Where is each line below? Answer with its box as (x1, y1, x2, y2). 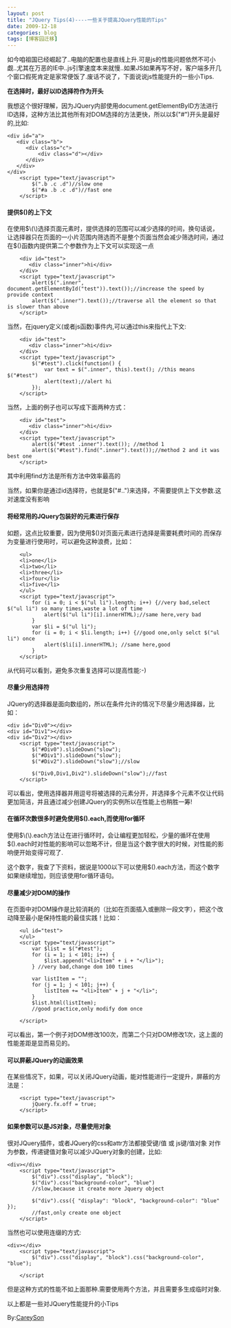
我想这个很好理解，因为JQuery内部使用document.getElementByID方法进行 (7, 102, 219, 110)
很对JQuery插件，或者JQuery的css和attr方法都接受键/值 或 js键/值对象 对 (7, 1138, 215, 1147)
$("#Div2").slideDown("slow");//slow (32, 758, 140, 765)
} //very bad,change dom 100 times (32, 963, 134, 971)
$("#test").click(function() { (32, 360, 122, 368)
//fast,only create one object (32, 1209, 122, 1216)
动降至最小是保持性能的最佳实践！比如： (7, 914, 122, 922)
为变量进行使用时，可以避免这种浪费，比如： (7, 537, 134, 545)
